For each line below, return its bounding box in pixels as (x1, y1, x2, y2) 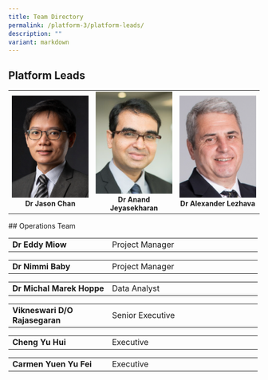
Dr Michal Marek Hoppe (12, 283, 104, 294)
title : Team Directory (8, 13, 84, 21)
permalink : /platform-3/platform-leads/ (8, 21, 145, 29)
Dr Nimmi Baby (12, 261, 71, 272)
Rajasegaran (12, 315, 61, 326)
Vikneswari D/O (12, 305, 73, 316)
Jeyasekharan (109, 203, 159, 213)
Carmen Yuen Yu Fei (12, 358, 93, 370)
